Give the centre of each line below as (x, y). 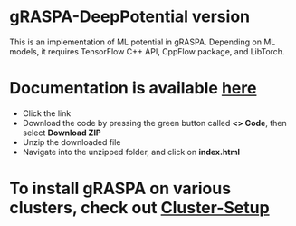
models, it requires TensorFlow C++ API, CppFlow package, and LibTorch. (147, 51)
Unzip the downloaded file (72, 142)
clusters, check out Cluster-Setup (139, 208)
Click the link (47, 113)
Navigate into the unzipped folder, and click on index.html (131, 152)
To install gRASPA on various (120, 189)
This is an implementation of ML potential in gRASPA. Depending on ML (143, 42)
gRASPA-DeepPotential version (130, 17)
